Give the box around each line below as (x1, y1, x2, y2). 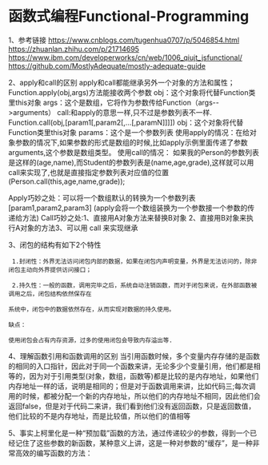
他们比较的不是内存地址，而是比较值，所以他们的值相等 (8, 411, 190, 420)
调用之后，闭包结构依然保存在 (8, 289, 92, 298)
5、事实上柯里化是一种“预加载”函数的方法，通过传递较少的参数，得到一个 (8, 428, 250, 438)
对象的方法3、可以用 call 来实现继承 (19, 223, 138, 232)
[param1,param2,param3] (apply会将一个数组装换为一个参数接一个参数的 (8, 203, 248, 213)
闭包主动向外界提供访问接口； (8, 265, 92, 274)
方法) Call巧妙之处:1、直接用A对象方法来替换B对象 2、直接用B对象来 (22, 213, 247, 222)
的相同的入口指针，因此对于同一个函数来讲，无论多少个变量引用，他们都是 (8, 361, 254, 371)
